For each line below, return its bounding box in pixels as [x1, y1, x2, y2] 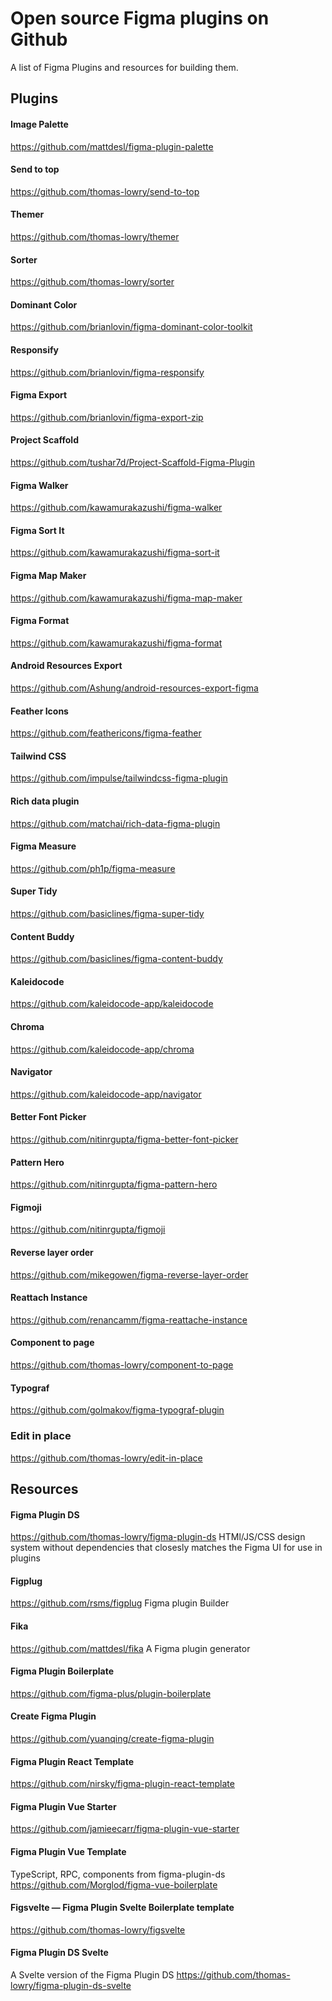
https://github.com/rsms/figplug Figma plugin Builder [10, 1597, 230, 1609]
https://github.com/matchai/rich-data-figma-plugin [10, 817, 221, 829]
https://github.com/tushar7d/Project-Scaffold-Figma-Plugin [10, 456, 255, 468]
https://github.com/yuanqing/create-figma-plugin [10, 1732, 215, 1744]
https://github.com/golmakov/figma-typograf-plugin [10, 1404, 225, 1416]
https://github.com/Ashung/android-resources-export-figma [10, 682, 259, 694]
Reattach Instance [10, 1292, 88, 1304]
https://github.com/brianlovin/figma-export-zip [10, 411, 204, 423]
